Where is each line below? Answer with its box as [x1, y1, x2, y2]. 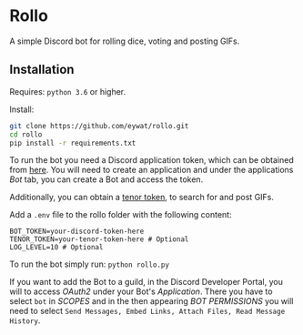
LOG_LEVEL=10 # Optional [9, 243, 104, 252]
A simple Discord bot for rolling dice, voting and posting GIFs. [9, 36, 240, 46]
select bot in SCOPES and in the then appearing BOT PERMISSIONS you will [9, 296, 294, 307]
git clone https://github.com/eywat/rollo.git [9, 121, 189, 130]
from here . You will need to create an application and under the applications [9, 165, 294, 176]
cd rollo [9, 129, 43, 139]
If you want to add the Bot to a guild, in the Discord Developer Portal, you [9, 277, 284, 288]
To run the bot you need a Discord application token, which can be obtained [9, 155, 294, 166]
